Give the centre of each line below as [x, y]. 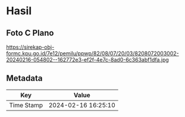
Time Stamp [26, 105]
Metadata [24, 78]
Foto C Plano [30, 33]
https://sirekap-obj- [30, 47]
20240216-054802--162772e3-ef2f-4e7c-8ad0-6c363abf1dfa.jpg [88, 60]
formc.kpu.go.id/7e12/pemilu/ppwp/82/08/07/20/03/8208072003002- [93, 53]
